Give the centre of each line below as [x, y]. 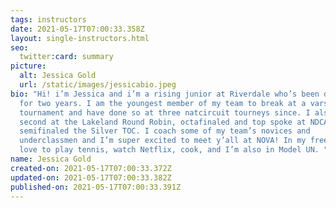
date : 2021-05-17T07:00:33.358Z [77, 29]
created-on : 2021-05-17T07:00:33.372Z [91, 168]
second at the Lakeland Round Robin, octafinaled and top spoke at [163, 122]
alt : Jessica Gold [58, 76]
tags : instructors [48, 19]
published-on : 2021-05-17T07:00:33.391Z [96, 187]
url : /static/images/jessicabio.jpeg [98, 85]
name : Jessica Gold [51, 159]
